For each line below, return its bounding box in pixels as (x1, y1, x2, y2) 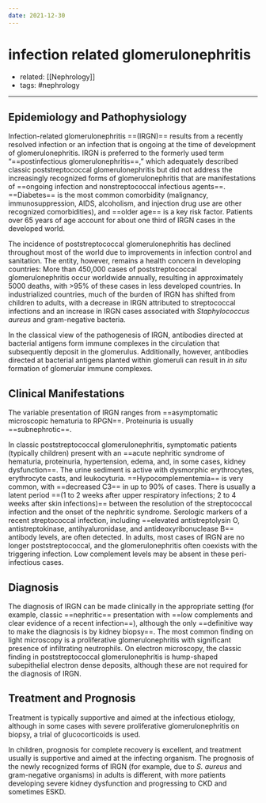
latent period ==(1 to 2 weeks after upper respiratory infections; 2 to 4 (8, 491, 237, 500)
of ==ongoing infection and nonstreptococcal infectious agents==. (8, 182, 226, 191)
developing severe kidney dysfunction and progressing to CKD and (8, 778, 227, 788)
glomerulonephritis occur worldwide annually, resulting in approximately (8, 273, 244, 282)
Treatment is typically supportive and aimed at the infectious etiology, (8, 713, 236, 722)
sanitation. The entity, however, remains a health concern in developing (8, 256, 241, 266)
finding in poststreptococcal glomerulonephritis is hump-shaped (8, 652, 218, 661)
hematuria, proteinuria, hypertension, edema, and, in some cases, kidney (8, 456, 246, 467)
